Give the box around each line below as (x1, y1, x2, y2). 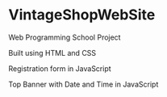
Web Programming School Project (8, 32, 121, 42)
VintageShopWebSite (8, 6, 156, 24)
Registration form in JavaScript (8, 63, 111, 74)
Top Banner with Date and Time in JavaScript (8, 79, 159, 89)
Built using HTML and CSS (8, 48, 97, 57)
